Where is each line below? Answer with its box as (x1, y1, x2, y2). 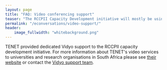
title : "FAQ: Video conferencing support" (5, 12, 94, 17)
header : (5, 26, 21, 31)
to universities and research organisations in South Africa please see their (5, 54, 157, 60)
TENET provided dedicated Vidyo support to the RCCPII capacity (5, 44, 138, 49)
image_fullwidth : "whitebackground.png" (14, 30, 99, 35)
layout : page (5, 7, 32, 12)
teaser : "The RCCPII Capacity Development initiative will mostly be (5, 16, 153, 21)
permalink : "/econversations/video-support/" (5, 21, 101, 26)
